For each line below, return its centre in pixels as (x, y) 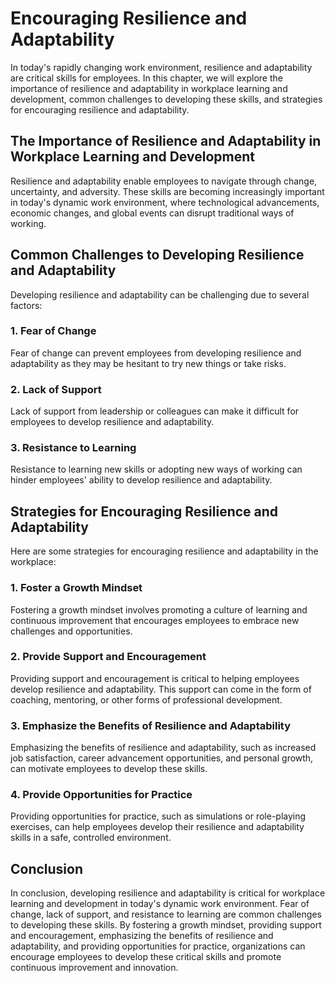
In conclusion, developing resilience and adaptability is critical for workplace (168, 893)
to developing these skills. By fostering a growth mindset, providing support (166, 925)
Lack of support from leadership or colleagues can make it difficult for (155, 411)
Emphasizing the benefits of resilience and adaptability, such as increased (163, 748)
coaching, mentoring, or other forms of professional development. (146, 699)
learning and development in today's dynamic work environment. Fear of (160, 904)
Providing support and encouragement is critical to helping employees (155, 678)
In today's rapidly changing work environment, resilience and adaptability (161, 67)
